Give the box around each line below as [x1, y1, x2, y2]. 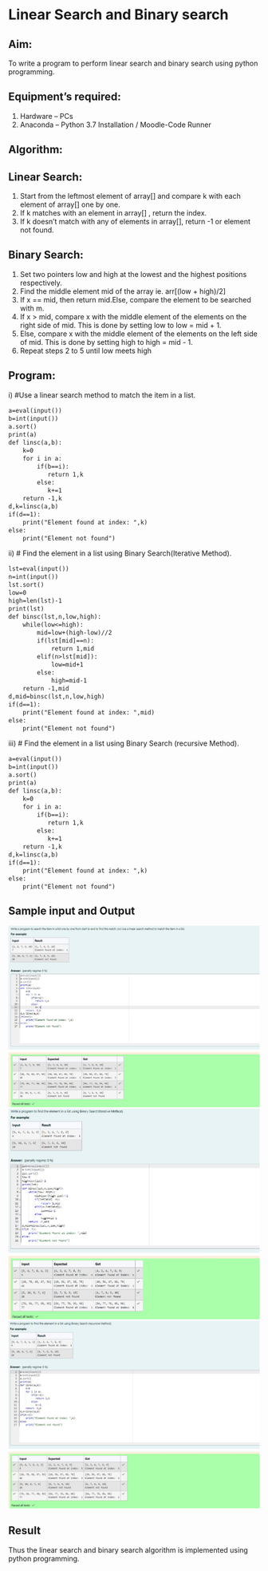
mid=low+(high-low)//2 [37, 628, 112, 636]
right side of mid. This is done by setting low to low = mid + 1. [19, 320, 222, 330]
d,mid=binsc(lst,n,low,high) [8, 692, 105, 700]
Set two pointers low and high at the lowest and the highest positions [19, 269, 247, 279]
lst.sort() [8, 580, 45, 588]
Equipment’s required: [8, 90, 121, 104]
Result [8, 1524, 41, 1537]
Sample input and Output [8, 904, 136, 918]
